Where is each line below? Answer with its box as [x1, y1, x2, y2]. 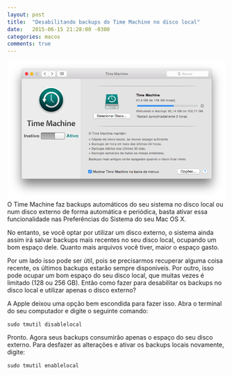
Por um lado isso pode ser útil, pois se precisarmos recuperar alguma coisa [7, 256, 224, 265]
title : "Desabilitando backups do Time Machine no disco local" [7, 18, 200, 26]
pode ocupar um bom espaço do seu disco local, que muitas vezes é [7, 271, 205, 279]
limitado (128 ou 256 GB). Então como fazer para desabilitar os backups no [7, 278, 222, 287]
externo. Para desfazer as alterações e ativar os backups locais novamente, [7, 340, 224, 349]
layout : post [7, 11, 45, 18]
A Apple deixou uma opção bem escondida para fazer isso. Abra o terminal [7, 299, 222, 308]
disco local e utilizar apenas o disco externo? [7, 286, 137, 294]
